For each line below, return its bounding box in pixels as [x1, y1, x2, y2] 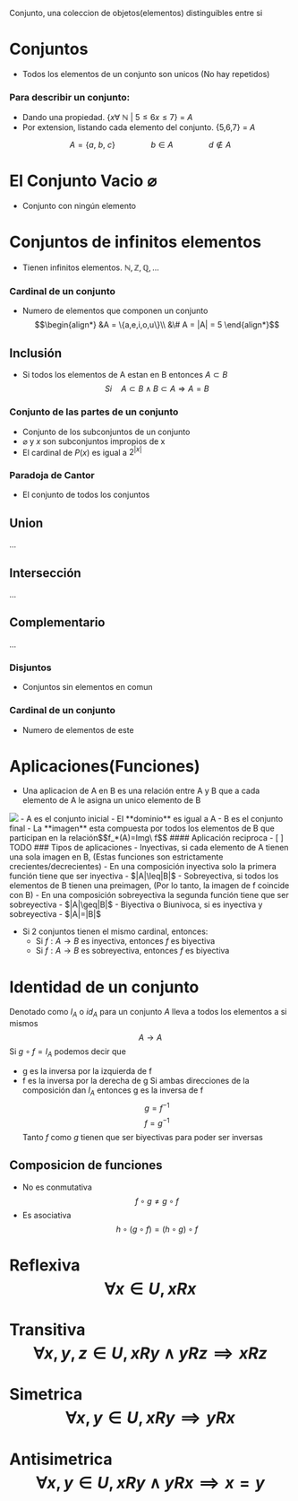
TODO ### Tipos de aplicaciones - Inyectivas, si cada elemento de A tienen [9, 842, 289, 853]
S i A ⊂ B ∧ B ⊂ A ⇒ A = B [104, 383, 210, 394]
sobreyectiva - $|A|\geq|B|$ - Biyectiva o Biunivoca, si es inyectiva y [9, 899, 263, 910]
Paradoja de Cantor [9, 469, 96, 482]
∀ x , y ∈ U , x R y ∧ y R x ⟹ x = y [35, 1472, 266, 1493]
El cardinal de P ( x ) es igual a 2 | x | [21, 445, 142, 458]
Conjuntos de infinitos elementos [9, 232, 262, 252]
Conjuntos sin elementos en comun [21, 682, 153, 693]
